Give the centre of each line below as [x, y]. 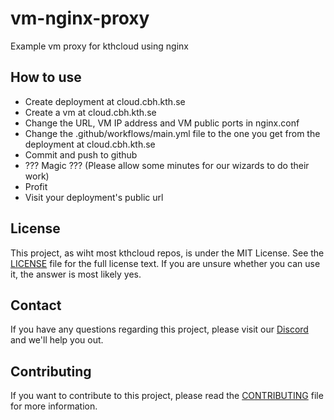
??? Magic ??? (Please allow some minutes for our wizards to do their [167, 165]
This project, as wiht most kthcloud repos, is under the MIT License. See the [167, 253]
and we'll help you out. [57, 340]
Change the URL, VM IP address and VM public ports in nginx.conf [162, 123]
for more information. [54, 406]
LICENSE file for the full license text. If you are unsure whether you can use [165, 263]
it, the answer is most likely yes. [76, 274]
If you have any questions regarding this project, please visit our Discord [159, 329]
